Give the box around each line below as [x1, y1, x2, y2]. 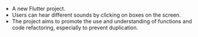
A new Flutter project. [11, 5, 66, 12]
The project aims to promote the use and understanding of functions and [11, 18, 192, 24]
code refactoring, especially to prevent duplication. [11, 24, 139, 31]
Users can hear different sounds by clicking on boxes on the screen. [11, 11, 181, 18]
